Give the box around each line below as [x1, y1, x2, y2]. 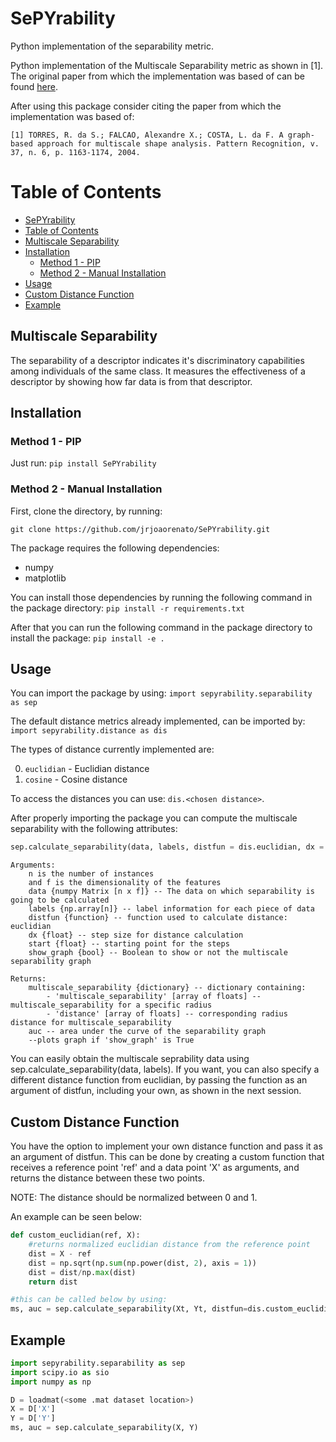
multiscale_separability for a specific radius [10, 1000, 213, 1011]
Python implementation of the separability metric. [10, 40, 215, 52]
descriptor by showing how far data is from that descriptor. [10, 375, 253, 387]
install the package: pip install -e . [10, 632, 165, 644]
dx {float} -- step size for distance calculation [28, 930, 244, 941]
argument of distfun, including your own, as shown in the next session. [10, 1085, 302, 1097]
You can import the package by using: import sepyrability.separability [10, 687, 313, 699]
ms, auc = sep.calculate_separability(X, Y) [10, 1423, 199, 1433]
